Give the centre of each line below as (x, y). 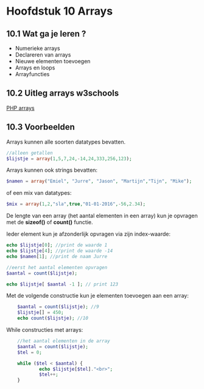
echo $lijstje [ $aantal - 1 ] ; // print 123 (62, 284)
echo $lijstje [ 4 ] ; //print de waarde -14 (60, 251)
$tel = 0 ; (30, 352)
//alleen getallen (30, 153)
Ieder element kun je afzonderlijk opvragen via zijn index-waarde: (88, 234)
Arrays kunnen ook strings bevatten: (52, 170)
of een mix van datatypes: (39, 193)
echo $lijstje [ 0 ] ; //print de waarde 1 (57, 245)
